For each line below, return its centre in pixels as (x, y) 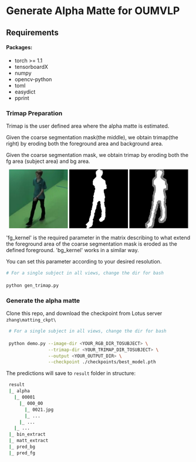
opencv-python (33, 79)
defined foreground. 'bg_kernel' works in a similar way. (72, 250)
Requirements (32, 33)
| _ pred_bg (22, 447)
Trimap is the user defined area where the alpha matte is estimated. (88, 126)
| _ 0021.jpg (39, 410)
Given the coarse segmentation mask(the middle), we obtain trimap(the (92, 138)
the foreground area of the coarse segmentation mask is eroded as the (92, 244)
